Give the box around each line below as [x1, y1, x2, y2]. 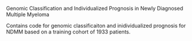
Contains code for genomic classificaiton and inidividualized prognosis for [6, 23, 186, 29]
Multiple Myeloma [6, 11, 49, 18]
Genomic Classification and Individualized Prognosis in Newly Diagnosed [6, 5, 184, 12]
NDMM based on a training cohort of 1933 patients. [6, 28, 131, 35]
